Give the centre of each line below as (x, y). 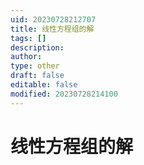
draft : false (37, 76)
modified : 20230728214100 (64, 94)
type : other (35, 66)
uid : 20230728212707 (53, 19)
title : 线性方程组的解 (52, 29)
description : (37, 47)
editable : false (44, 85)
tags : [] (28, 38)
